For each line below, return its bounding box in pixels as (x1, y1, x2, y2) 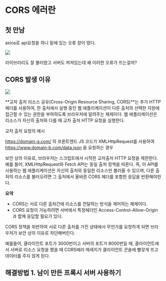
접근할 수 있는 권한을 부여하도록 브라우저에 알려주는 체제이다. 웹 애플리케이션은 (5, 111, 158, 117)
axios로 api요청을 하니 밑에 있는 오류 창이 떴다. (5, 40, 96, 46)
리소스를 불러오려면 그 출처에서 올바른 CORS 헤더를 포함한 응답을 (14, 174, 140, 180)
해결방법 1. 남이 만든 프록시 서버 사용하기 (5, 269, 121, 277)
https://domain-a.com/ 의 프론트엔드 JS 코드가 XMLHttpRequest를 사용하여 (5, 138, 155, 144)
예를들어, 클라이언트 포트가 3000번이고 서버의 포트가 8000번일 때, (5, 240, 134, 246)
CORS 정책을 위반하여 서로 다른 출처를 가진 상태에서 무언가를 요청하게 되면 (5, 224, 150, 230)
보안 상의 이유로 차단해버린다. (18, 230, 75, 235)
